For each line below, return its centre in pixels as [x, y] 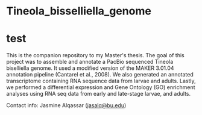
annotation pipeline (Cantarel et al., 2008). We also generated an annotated [100, 75]
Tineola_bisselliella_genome [79, 11]
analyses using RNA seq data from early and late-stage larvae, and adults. [99, 94]
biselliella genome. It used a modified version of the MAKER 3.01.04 [90, 68]
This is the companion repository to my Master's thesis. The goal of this [96, 55]
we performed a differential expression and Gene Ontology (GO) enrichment [101, 87]
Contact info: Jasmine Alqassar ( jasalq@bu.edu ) [66, 105]
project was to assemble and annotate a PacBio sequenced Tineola [90, 62]
